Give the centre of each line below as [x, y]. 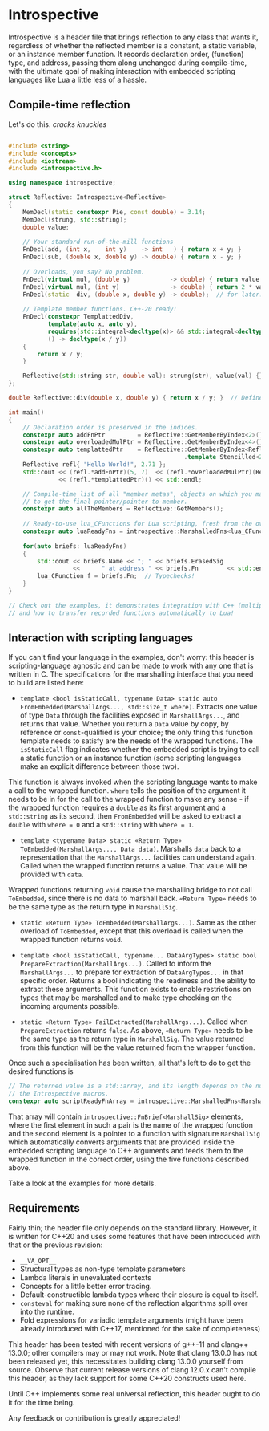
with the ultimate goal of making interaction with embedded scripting [122, 71]
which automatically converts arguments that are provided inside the [121, 1142]
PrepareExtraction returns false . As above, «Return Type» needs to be [137, 1031]
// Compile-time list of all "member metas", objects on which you [137, 494]
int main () [26, 412]
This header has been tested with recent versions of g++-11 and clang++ [128, 1344]
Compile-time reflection [69, 105]
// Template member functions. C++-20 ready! [100, 309]
